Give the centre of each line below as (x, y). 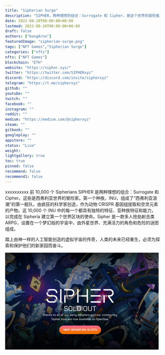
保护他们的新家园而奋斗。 (39, 245)
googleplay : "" (21, 135)
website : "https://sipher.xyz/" (38, 67)
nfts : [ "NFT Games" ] (26, 57)
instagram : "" (20, 109)
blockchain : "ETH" (24, 62)
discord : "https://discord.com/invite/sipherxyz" (57, 78)
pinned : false (20, 166)
